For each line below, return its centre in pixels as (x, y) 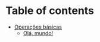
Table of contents (50, 11)
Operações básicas (38, 27)
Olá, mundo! (38, 33)
